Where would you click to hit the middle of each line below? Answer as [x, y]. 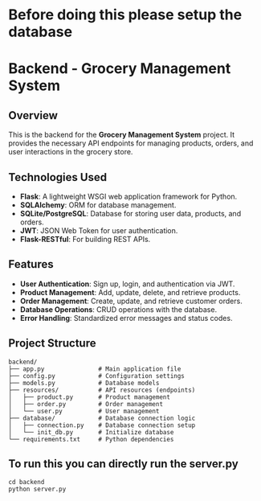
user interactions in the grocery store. [71, 152]
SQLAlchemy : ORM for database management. [98, 205]
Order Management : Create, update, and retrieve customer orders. [131, 301]
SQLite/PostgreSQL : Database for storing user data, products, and [130, 214]
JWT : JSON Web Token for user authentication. [99, 230]
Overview [33, 115]
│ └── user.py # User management [84, 411]
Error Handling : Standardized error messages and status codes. [126, 318]
